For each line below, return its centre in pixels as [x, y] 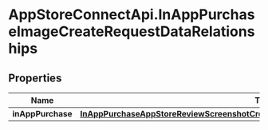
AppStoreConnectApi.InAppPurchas [132, 15]
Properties [35, 78]
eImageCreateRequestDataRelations [132, 32]
